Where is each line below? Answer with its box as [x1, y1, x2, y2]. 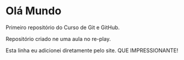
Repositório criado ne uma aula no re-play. [5, 35, 111, 42]
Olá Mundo [5, 4, 61, 18]
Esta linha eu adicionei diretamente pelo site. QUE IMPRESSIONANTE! [5, 46, 179, 54]
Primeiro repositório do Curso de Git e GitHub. [5, 24, 120, 31]
